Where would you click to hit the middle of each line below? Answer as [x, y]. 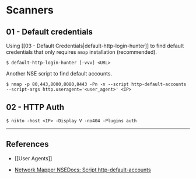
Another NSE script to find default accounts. [59, 73]
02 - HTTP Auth [35, 107]
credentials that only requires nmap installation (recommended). [82, 52]
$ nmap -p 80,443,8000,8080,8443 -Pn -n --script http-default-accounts [96, 84]
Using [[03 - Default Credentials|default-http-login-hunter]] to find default [95, 46]
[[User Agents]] [33, 158]
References [27, 144]
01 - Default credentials [50, 32]
